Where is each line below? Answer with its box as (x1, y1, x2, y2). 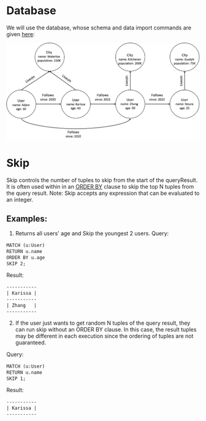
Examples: (6, 213, 48, 224)
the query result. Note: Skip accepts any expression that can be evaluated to (6, 189, 200, 197)
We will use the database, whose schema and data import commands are (6, 24, 192, 31)
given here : (6, 30, 35, 37)
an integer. (6, 195, 34, 203)
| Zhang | (6, 303, 37, 309)
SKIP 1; (6, 376, 26, 382)
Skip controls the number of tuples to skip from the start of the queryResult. (6, 176, 198, 184)
